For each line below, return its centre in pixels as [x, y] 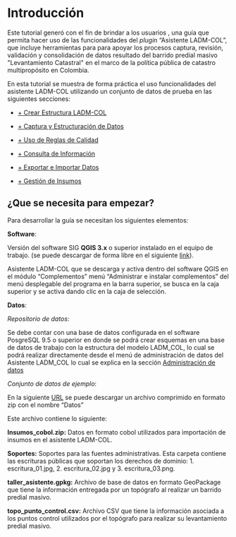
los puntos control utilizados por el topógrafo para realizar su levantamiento [117, 518]
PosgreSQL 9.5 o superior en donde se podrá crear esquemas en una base [116, 340]
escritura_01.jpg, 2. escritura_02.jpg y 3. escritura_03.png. [91, 468]
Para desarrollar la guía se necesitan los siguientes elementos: [98, 220]
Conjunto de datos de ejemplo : [52, 384]
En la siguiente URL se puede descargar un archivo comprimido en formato [116, 397]
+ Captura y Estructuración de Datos [71, 126]
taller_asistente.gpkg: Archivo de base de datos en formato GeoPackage [114, 482]
